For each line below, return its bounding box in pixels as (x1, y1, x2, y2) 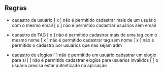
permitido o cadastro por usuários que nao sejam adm (11, 42, 122, 48)
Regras (4, 4, 27, 12)
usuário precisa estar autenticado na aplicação (11, 62, 107, 68)
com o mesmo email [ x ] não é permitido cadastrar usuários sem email (11, 22, 156, 28)
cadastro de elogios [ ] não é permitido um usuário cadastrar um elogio (11, 52, 157, 58)
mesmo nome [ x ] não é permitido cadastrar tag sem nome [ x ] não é (11, 37, 155, 43)
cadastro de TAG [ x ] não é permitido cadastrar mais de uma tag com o (11, 32, 158, 37)
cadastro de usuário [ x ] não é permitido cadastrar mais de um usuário (11, 17, 156, 23)
